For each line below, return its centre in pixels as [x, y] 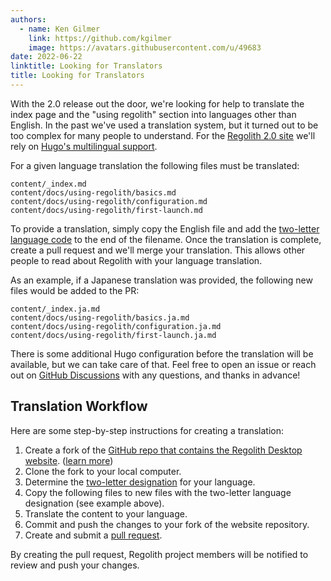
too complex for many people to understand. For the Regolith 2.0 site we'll [163, 135]
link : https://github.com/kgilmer [100, 38]
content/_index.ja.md [55, 309]
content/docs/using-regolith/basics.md [93, 192]
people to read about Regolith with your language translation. [136, 260]
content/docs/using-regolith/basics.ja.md [100, 317]
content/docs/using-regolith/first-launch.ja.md [113, 335]
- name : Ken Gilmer [60, 29]
